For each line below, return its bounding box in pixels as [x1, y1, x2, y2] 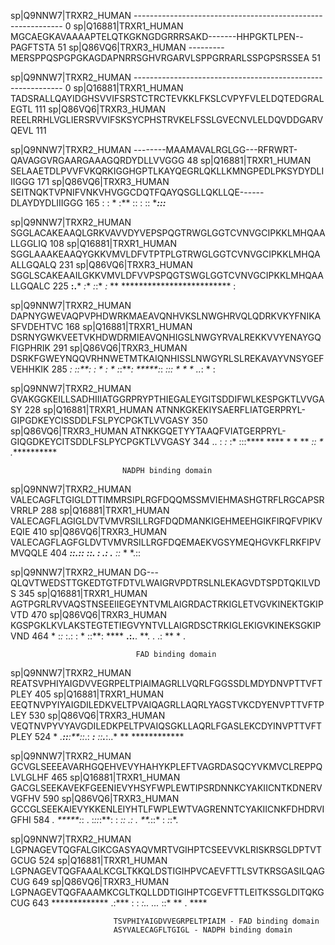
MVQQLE [10, 547, 48, 559]
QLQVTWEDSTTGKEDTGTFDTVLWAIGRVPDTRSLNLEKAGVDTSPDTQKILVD [10, 577, 321, 589]
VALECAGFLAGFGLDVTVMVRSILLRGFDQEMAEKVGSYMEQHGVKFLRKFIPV [10, 536, 322, 548]
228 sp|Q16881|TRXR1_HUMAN [24, 404, 154, 415]
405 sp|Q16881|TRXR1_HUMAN [34, 688, 165, 700]
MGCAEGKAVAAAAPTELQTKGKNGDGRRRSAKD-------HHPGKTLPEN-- [10, 31, 304, 42]
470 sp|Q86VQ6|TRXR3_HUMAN [30, 609, 167, 620]
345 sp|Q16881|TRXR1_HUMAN [18, 588, 148, 599]
